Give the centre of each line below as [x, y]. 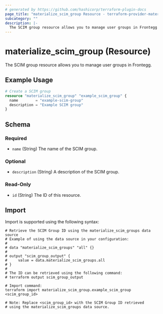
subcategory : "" [21, 18]
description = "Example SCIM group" [46, 105]
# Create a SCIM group [28, 91]
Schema [18, 124]
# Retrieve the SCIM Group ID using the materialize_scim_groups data [78, 231]
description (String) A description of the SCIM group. [66, 172]
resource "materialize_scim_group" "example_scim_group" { [66, 96]
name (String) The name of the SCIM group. [55, 149]
